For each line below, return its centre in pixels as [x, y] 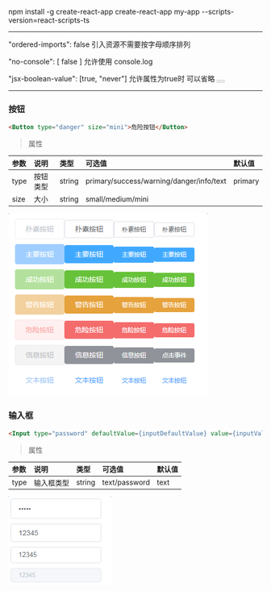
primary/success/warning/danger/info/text [156, 181]
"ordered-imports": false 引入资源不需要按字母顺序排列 [100, 44]
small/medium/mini [117, 199]
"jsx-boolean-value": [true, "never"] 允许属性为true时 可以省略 [112, 79]
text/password [126, 482]
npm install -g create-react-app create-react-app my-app [104, 12]
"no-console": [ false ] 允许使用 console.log [81, 61]
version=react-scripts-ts [49, 20]
